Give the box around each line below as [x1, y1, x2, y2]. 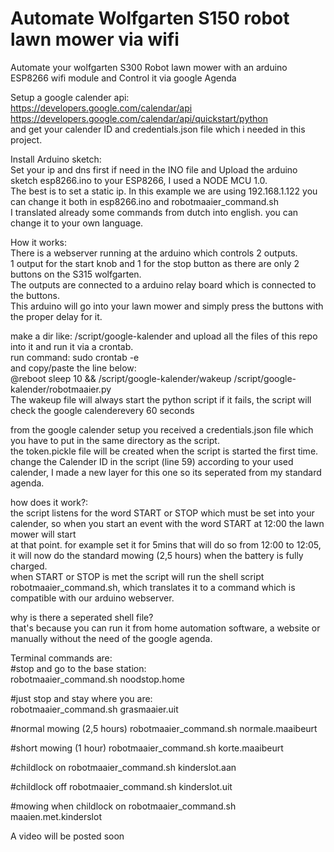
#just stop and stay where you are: [10, 692, 153, 704]
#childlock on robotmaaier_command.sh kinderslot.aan [10, 761, 237, 773]
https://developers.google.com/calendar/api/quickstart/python [10, 112, 269, 124]
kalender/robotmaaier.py [10, 383, 112, 395]
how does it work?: [10, 496, 89, 508]
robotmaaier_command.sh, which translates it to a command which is [10, 581, 296, 593]
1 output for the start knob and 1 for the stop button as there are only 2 [10, 257, 300, 269]
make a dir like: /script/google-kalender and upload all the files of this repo [10, 330, 318, 342]
